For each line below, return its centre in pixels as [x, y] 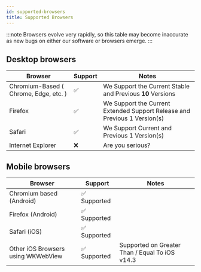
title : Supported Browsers [40, 17]
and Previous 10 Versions [139, 94]
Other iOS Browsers [37, 249]
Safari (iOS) [26, 232]
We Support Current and [138, 128]
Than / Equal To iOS [147, 253]
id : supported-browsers [36, 12]
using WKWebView [36, 256]
